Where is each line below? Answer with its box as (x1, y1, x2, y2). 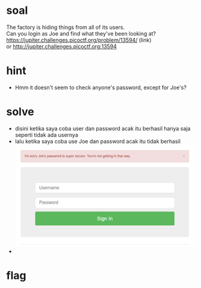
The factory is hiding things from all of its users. (6, 23, 125, 31)
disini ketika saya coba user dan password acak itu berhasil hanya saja (14, 125, 191, 132)
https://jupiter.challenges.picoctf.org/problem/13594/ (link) (6, 36, 152, 43)
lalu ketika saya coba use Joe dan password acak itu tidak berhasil (14, 137, 181, 145)
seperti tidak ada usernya (14, 131, 78, 139)
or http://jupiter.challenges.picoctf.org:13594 (6, 43, 117, 50)
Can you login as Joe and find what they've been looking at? (6, 30, 156, 37)
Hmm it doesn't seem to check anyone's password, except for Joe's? (14, 84, 187, 91)
